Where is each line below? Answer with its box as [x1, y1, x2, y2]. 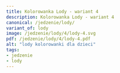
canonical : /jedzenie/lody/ [6, 19, 75, 25]
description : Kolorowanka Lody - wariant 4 [6, 14, 115, 20]
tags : [6, 47, 19, 53]
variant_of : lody [6, 25, 49, 31]
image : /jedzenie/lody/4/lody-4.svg [6, 31, 96, 36]
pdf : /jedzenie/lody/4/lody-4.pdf [6, 36, 91, 42]
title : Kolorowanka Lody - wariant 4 [6, 8, 99, 15]
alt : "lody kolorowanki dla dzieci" [6, 42, 96, 48]
